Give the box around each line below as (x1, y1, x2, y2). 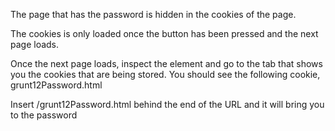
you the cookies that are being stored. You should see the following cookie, (10, 69, 321, 80)
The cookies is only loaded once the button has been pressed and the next (10, 28, 319, 39)
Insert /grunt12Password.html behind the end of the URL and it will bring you (10, 99, 325, 110)
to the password (10, 109, 78, 121)
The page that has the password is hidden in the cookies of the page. (10, 9, 297, 20)
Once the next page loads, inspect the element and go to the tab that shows (10, 58, 323, 69)
